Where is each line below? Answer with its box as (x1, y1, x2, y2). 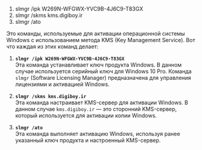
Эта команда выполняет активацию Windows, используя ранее (15, 130, 181, 137)
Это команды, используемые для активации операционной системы (6, 30, 186, 37)
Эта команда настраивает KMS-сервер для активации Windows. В (15, 99, 189, 106)
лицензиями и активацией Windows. (15, 80, 110, 88)
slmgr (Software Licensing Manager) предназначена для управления (15, 74, 192, 81)
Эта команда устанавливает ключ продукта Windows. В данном (15, 61, 182, 68)
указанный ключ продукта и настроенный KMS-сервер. (15, 137, 161, 144)
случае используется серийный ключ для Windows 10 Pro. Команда (15, 68, 192, 75)
